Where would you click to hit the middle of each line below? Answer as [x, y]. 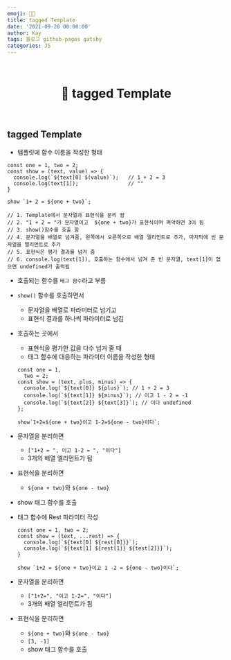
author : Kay [24, 33]
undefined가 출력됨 [45, 267]
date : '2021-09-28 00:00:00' [49, 26]
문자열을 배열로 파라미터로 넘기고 [72, 310]
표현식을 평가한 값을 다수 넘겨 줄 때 [75, 348]
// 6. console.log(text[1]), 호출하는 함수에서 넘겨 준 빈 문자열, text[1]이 [110, 259]
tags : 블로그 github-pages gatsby [55, 40]
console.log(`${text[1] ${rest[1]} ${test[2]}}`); [98, 548]
